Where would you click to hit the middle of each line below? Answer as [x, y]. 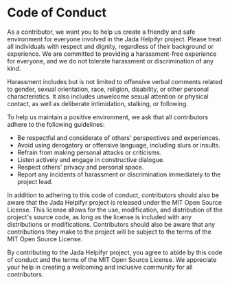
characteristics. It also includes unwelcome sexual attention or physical [108, 96]
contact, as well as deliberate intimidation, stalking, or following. [98, 103]
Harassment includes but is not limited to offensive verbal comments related [115, 81]
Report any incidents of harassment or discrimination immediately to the [119, 174]
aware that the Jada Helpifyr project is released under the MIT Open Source [114, 202]
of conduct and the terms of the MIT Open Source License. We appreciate [112, 259]
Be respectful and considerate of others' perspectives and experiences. [119, 138]
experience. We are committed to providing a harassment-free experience [112, 54]
